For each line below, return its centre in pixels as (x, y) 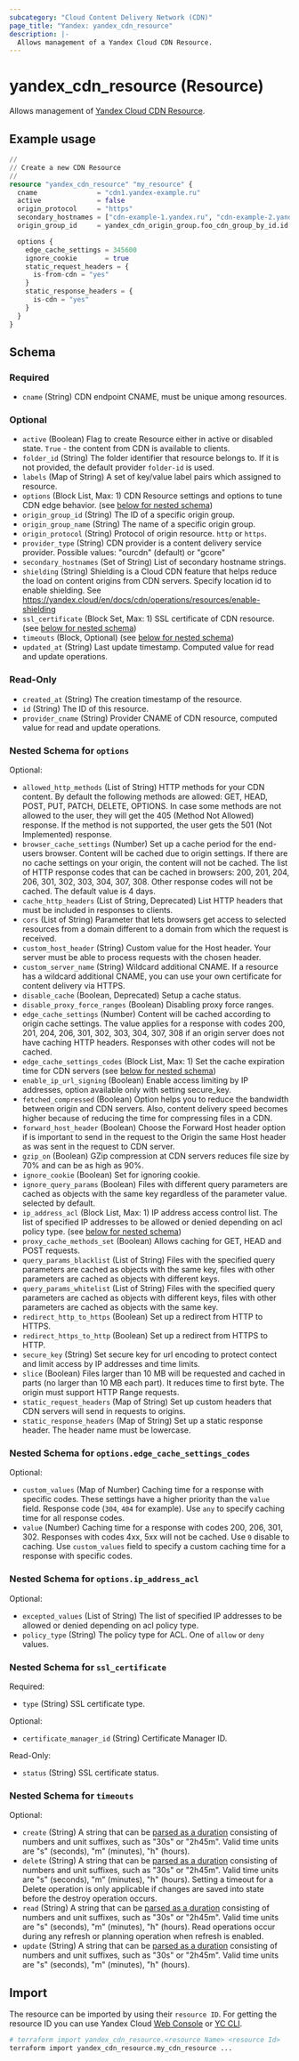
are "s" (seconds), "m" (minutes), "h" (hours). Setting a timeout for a (148, 1879)
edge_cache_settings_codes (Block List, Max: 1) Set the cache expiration (153, 1062)
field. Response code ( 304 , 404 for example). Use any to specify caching (153, 1508)
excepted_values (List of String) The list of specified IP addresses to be (152, 1615)
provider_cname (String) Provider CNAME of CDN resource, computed (149, 718)
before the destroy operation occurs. (89, 1899)
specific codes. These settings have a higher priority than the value (145, 1499)
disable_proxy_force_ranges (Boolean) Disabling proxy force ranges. (148, 1005)
